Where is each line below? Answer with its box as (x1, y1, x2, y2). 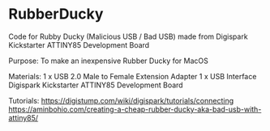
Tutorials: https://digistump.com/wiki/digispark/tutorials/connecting (8, 95, 234, 105)
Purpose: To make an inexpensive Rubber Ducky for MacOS (8, 56, 209, 65)
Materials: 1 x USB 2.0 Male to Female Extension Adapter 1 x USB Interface (8, 71, 257, 81)
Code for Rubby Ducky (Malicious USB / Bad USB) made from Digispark (8, 32, 249, 41)
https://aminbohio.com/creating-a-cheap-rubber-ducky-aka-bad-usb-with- (8, 104, 262, 114)
